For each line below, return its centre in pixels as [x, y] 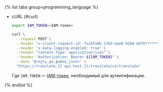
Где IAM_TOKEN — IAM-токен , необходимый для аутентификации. [78, 75]
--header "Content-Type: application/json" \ [63, 53]
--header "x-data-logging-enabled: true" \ [61, 48]
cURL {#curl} [25, 16]
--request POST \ [34, 39]
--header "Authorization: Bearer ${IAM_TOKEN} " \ [68, 57]
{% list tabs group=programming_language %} [51, 7]
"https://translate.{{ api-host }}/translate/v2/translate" [79, 66]
